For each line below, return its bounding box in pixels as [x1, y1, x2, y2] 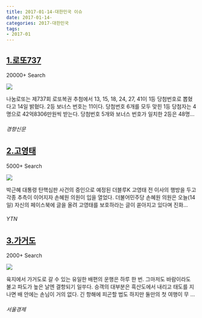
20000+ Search [6, 71, 46, 78]
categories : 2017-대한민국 [6, 20, 69, 26]
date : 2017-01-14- [6, 14, 52, 21]
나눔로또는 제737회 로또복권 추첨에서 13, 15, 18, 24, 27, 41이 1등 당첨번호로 [6, 95, 182, 103]
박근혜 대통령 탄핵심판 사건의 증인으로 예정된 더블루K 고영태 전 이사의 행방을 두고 [6, 186, 197, 193]
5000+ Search [6, 162, 42, 170]
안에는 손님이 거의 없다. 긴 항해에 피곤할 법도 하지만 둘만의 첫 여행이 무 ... [24, 291, 195, 298]
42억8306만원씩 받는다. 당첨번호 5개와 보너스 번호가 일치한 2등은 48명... [22, 110, 195, 118]
